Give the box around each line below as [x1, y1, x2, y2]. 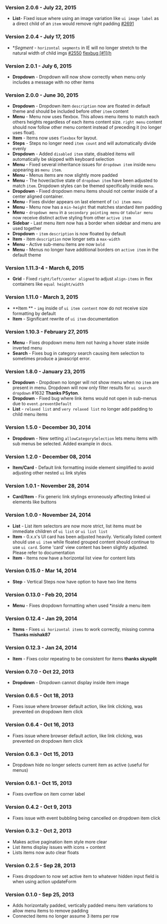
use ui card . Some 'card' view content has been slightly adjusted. [12, 544, 148, 550]
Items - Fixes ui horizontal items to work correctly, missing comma [12, 627, 155, 633]
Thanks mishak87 [12, 632, 51, 638]
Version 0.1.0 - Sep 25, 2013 [5, 891, 74, 898]
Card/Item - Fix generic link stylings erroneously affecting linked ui [12, 494, 151, 500]
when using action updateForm [12, 878, 76, 885]
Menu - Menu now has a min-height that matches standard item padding [12, 204, 162, 210]
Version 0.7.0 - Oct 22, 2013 [5, 668, 74, 675]
